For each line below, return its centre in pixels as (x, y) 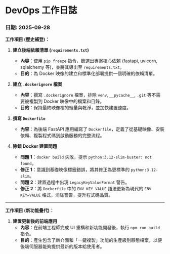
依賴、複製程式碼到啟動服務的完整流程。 (62, 136)
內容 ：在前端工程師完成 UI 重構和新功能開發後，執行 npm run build (90, 228)
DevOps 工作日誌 (41, 10)
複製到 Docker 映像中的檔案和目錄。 (67, 101)
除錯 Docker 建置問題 (35, 146)
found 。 (28, 163)
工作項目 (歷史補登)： (27, 39)
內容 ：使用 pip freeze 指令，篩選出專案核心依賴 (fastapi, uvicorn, (89, 61)
